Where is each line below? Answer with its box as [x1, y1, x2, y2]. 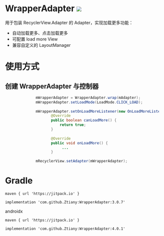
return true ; [59, 122, 86, 127]
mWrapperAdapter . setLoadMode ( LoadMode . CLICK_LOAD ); [36, 99, 143, 105]
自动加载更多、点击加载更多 [12, 30, 68, 36]
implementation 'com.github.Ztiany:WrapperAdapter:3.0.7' [5, 200, 125, 205]
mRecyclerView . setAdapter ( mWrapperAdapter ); [36, 159, 128, 164]
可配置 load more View [12, 36, 58, 42]
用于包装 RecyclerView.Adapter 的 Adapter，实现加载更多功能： [5, 20, 133, 25]
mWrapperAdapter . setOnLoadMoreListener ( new [36, 109, 125, 114]
